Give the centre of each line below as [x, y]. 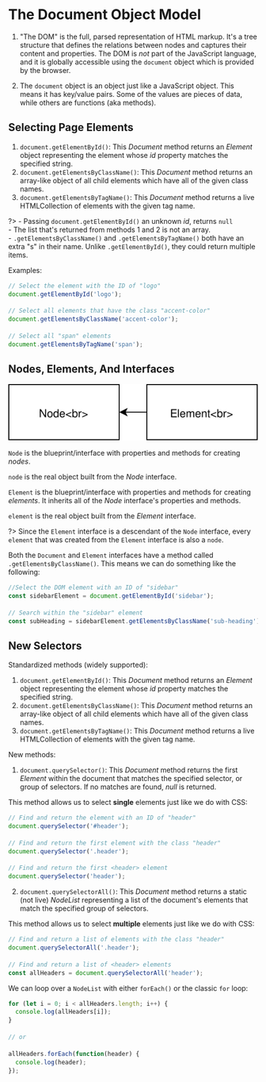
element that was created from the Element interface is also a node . [116, 540]
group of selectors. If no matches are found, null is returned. [118, 787]
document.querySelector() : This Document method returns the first [129, 770]
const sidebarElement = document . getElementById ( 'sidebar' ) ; [111, 596]
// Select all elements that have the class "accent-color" [110, 311]
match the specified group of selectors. [84, 909]
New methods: [32, 755]
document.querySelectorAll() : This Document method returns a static [133, 891]
